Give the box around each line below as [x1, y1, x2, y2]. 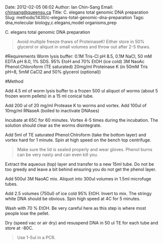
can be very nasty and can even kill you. [17, 152, 99, 157]
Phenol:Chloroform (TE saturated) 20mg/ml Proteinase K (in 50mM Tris [5, 64, 148, 69]
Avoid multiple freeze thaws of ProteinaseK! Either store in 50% [17, 39, 145, 44]
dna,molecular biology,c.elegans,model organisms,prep [5, 20, 117, 25]
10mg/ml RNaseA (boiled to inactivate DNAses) [5, 108, 100, 113]
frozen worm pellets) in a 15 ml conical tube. [5, 93, 94, 99]
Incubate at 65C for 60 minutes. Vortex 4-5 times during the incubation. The [5, 117, 159, 123]
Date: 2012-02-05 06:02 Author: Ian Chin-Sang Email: [5, 4, 114, 10]
